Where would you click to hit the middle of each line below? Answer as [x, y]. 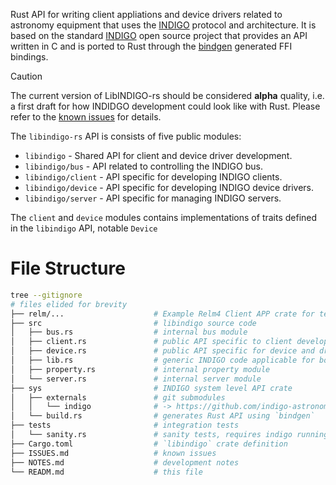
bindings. [29, 57]
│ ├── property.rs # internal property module [140, 369]
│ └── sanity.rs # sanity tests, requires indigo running [169, 435]
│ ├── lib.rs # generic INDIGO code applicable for [162, 360]
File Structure [68, 268]
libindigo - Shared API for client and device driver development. [158, 155]
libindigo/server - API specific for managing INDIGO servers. [153, 198]
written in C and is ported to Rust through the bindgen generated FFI [151, 46]
